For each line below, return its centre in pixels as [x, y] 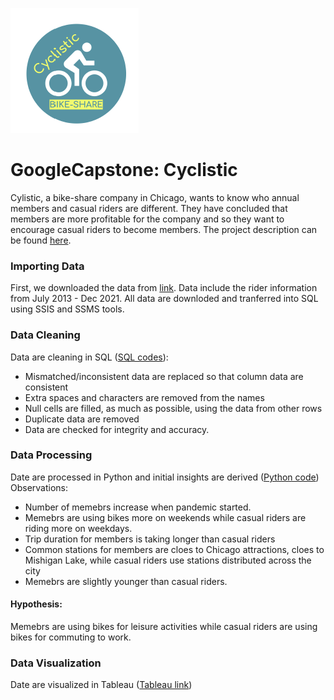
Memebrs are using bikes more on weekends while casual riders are [165, 517]
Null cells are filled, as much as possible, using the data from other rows [173, 408]
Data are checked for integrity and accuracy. [117, 429]
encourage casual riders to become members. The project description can [164, 229]
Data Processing [51, 455]
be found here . [41, 240]
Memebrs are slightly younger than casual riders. [126, 581]
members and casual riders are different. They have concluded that [149, 208]
